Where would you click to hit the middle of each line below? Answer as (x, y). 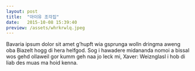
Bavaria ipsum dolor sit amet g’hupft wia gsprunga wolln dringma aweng (93, 44)
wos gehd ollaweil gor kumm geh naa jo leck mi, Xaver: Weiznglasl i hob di (96, 56)
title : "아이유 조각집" (33, 17)
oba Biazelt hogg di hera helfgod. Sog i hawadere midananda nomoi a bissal (98, 51)
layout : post (22, 11)
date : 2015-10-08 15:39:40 (42, 22)
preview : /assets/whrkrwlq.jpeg (45, 28)
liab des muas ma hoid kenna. (42, 63)
